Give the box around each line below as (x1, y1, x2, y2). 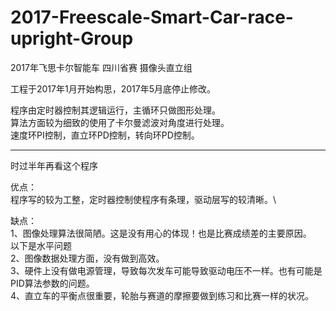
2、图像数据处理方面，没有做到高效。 (10, 252, 165, 264)
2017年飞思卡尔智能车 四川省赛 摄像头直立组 (10, 61, 193, 73)
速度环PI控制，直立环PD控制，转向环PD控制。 (10, 129, 200, 141)
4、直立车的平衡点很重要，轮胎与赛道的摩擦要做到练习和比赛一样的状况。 (10, 289, 315, 301)
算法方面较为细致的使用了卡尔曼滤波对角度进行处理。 (10, 116, 230, 128)
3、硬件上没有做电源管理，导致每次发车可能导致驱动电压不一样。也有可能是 (10, 264, 323, 276)
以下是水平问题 (10, 239, 72, 251)
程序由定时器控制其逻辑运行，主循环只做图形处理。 (10, 104, 221, 116)
